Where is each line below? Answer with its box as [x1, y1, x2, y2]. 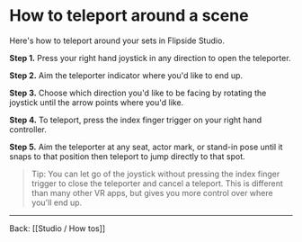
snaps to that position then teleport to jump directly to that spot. [9, 150, 245, 162]
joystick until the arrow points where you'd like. [9, 96, 184, 108]
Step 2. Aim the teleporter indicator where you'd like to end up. [9, 69, 244, 81]
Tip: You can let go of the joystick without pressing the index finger [31, 168, 280, 179]
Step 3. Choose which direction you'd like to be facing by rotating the [9, 87, 267, 98]
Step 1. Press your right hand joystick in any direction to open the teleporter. [9, 52, 291, 63]
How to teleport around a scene [9, 5, 249, 26]
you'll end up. [31, 197, 83, 208]
